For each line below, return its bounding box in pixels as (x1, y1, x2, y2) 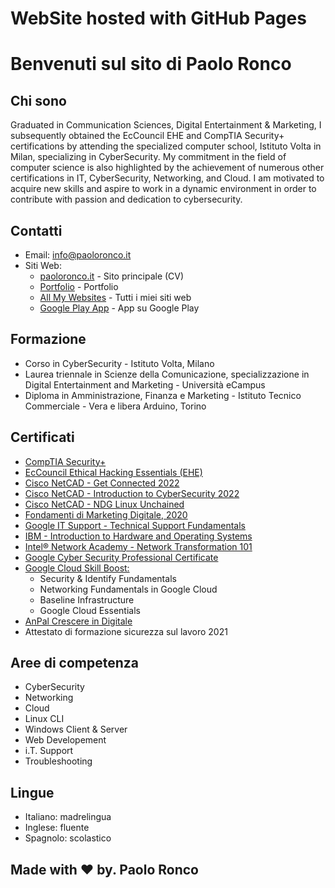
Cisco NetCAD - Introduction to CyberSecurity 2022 (24, 487, 240, 499)
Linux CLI (24, 713, 65, 725)
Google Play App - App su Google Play (39, 302, 200, 314)
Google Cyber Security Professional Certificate (24, 551, 219, 563)
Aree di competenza (10, 655, 140, 672)
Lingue (10, 784, 55, 801)
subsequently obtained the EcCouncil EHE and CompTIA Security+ (10, 130, 285, 142)
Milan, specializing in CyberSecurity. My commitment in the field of (10, 151, 287, 163)
